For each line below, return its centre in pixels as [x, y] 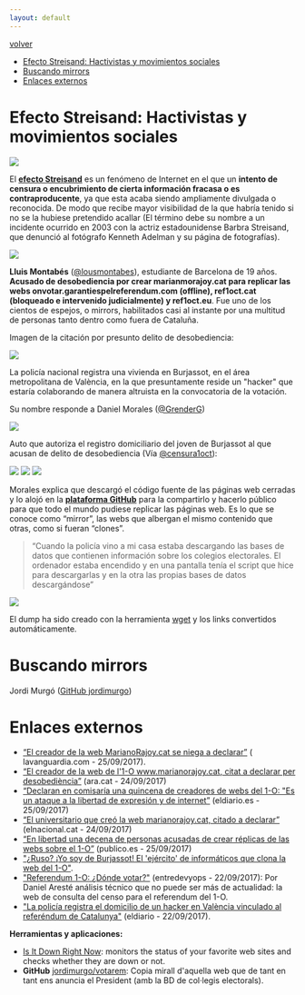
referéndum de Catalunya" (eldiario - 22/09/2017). [117, 916]
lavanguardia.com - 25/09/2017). [84, 762]
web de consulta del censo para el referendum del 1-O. [125, 897]
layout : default [40, 18]
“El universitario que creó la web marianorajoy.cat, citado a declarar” [151, 820]
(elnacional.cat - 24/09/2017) [77, 830]
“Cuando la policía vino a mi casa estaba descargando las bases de [158, 545]
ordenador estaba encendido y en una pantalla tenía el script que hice [162, 565]
